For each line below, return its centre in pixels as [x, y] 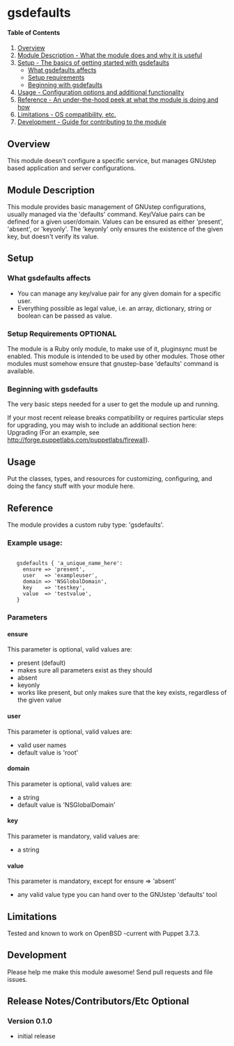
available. [21, 371]
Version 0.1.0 [30, 1021]
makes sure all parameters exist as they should [85, 670]
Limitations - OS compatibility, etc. [67, 115]
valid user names [42, 745]
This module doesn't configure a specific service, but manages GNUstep [112, 161]
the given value [39, 700]
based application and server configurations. [71, 168]
